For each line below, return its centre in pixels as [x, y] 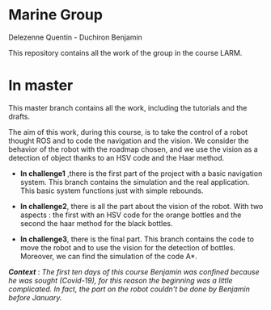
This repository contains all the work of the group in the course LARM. [125, 52]
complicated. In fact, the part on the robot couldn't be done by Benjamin [129, 289]
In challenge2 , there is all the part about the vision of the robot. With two [142, 206]
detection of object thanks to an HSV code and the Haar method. [116, 157]
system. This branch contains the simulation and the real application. [135, 182]
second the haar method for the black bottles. [96, 223]
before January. [35, 297]
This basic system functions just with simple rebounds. [112, 191]
